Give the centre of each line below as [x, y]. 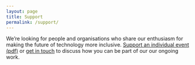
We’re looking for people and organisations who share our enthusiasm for [95, 39]
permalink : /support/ [32, 22]
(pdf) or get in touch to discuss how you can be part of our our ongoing [92, 51]
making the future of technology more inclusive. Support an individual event [97, 45]
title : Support [25, 17]
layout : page [22, 11]
